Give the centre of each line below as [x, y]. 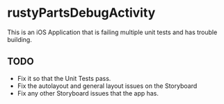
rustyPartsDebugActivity [81, 13]
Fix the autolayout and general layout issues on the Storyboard [107, 86]
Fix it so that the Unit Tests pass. [64, 78]
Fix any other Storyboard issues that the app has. [88, 93]
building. [20, 39]
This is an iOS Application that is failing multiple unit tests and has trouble [112, 32]
